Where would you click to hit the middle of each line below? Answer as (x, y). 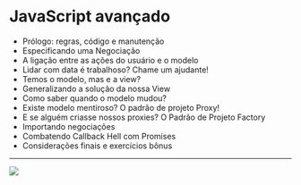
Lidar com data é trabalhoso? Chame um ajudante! (115, 70)
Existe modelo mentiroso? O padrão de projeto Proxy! (121, 107)
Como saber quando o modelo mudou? (95, 98)
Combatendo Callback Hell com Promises (99, 136)
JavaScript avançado (90, 17)
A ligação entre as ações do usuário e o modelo (110, 60)
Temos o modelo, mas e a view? (82, 79)
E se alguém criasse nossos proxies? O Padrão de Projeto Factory (144, 117)
